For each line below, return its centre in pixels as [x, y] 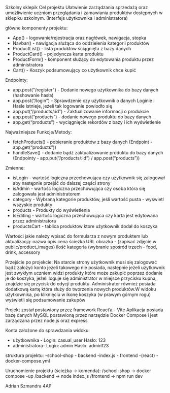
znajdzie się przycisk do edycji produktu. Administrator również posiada [80, 284]
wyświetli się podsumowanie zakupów [45, 300]
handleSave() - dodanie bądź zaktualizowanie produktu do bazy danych [88, 153]
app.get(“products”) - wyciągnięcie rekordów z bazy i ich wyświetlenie [87, 122]
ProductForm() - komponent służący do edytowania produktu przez [83, 59]
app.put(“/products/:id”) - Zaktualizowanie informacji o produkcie [81, 111]
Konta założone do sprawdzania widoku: [48, 330]
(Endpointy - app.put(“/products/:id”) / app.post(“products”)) [76, 158]
